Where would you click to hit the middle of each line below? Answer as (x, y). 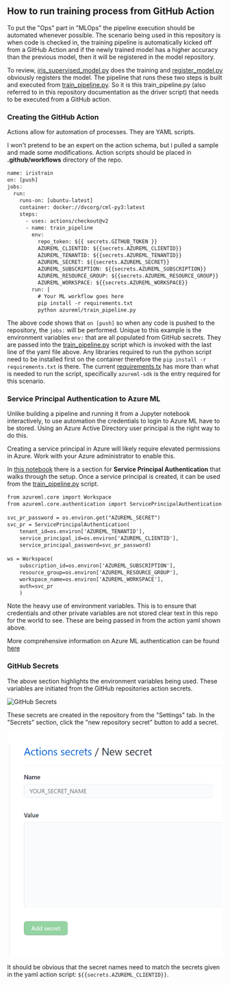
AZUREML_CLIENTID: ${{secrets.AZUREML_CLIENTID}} (110, 249)
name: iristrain (30, 173)
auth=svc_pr (36, 586)
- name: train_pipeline (59, 228)
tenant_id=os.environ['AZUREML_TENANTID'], (82, 532)
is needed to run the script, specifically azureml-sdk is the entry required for (114, 374)
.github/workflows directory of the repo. (65, 160)
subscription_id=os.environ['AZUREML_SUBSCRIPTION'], (98, 566)
